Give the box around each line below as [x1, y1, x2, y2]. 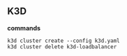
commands [7, 24, 40, 32]
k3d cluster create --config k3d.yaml [7, 37, 120, 44]
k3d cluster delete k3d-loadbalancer [7, 43, 117, 50]
